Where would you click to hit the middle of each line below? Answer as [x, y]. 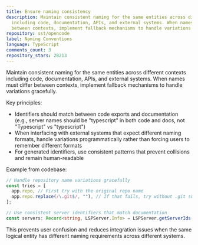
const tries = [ [26, 186]
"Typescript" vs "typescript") [50, 126]
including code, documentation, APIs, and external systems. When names [96, 79]
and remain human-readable [49, 158]
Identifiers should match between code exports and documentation [96, 114]
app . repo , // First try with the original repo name [77, 191]
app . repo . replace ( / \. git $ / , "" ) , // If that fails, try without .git [98, 197]
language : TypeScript [33, 45]
